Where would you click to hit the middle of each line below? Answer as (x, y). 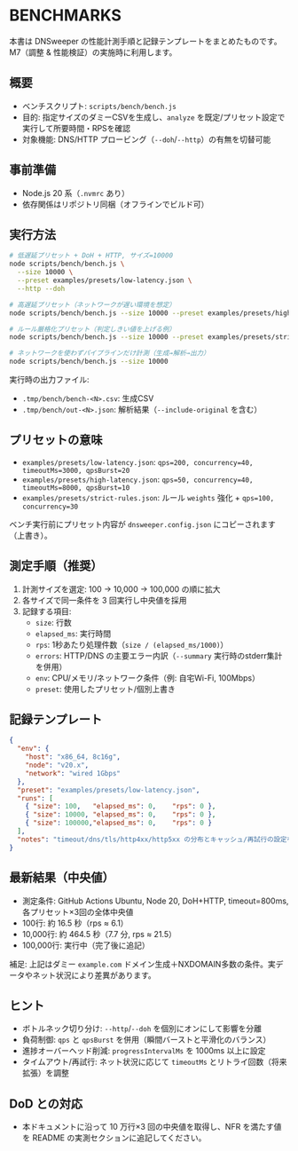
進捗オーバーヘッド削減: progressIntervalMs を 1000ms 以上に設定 (144, 1051)
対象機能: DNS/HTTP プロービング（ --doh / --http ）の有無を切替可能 (146, 139)
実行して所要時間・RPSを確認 (76, 128)
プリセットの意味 (56, 440)
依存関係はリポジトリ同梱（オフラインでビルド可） (115, 204)
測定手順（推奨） (56, 566)
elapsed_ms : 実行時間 (73, 633)
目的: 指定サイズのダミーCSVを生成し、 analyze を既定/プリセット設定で (153, 117)
